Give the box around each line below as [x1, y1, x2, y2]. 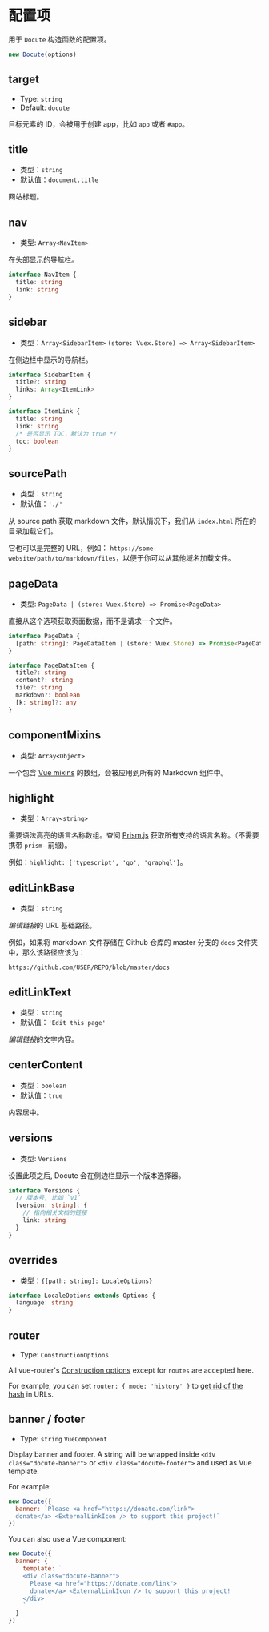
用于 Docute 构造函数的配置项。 [8, 34, 111, 44]
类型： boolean [19, 1080, 66, 1090]
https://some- [110, 545, 158, 553]
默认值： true [19, 1090, 63, 1100]
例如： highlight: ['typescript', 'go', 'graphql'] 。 [8, 858, 187, 867]
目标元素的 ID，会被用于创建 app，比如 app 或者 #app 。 [8, 119, 190, 128]
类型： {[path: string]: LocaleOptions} [19, 1276, 153, 1285]
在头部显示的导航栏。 [8, 255, 78, 264]
